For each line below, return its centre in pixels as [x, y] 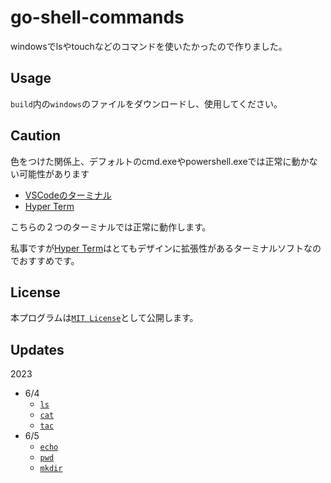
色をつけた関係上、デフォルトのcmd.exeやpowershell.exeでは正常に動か [160, 161]
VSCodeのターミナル [68, 195]
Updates [37, 349]
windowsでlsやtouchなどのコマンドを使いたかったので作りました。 [149, 46]
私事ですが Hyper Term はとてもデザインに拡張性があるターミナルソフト [157, 248]
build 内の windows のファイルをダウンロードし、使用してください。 [146, 103]
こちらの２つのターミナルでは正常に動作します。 [111, 227]
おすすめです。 [49, 260]
